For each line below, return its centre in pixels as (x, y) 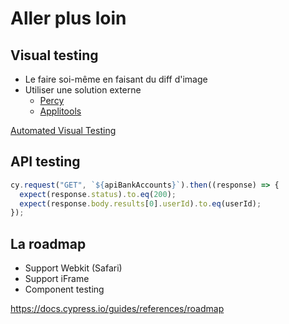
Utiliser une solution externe (83, 90)
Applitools (60, 111)
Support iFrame (57, 279)
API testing (45, 162)
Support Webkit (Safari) (73, 268)
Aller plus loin (68, 18)
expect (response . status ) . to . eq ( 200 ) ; (98, 194)
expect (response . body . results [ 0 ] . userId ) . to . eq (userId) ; (140, 203)
